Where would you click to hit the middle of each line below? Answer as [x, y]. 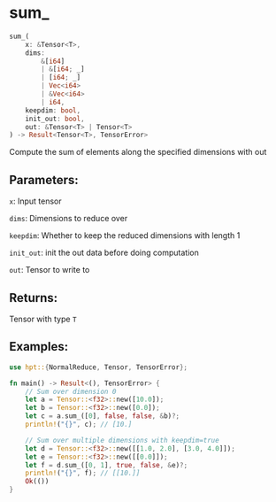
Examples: [39, 347]
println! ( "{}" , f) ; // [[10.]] [83, 473]
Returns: [34, 298]
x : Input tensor [35, 201]
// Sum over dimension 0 [71, 391]
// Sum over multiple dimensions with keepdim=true [122, 440]
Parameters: [44, 180]
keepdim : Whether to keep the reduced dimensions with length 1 [125, 236]
